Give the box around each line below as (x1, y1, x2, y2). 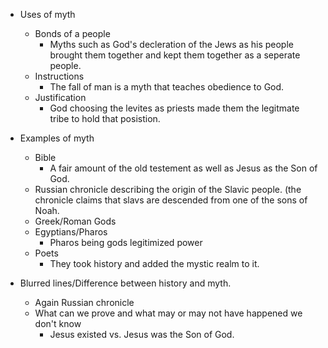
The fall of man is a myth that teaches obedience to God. (49, 81, 285, 93)
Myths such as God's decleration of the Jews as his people (49, 39, 294, 50)
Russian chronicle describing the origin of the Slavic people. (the (34, 184, 302, 195)
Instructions (34, 70, 85, 82)
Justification (34, 92, 87, 103)
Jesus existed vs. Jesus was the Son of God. (49, 329, 235, 340)
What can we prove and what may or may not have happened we (34, 307, 303, 319)
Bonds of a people (34, 28, 111, 39)
